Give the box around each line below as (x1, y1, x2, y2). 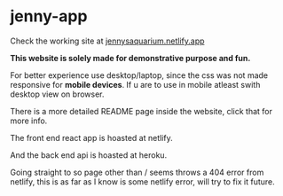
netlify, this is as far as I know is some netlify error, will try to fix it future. (10, 176, 276, 187)
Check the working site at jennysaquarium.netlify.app (10, 35, 205, 46)
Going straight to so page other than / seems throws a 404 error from (10, 167, 264, 177)
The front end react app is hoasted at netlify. (10, 132, 173, 143)
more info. (10, 115, 48, 126)
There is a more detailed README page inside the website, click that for (10, 106, 273, 116)
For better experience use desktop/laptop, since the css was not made (10, 69, 269, 81)
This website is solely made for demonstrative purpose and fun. (10, 52, 251, 63)
